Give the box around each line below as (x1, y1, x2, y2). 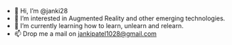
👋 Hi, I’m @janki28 (14, 7, 68, 15)
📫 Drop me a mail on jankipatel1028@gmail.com (14, 30, 157, 38)
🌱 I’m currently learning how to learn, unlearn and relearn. (14, 22, 184, 30)
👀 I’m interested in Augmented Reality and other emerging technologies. (14, 14, 226, 22)
